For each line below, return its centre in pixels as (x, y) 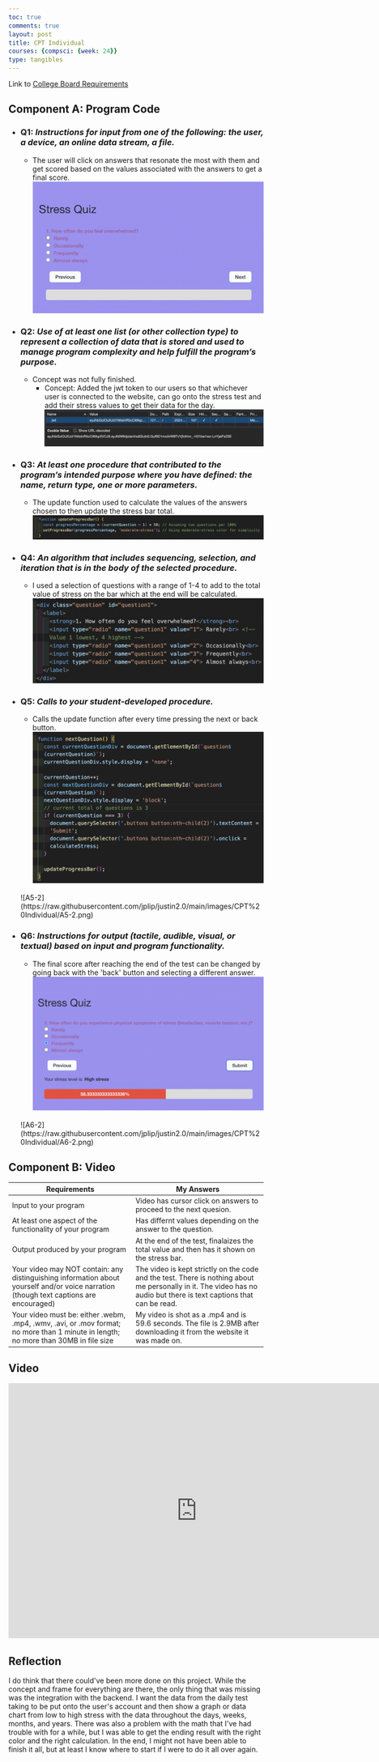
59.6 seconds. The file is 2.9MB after (197, 1323)
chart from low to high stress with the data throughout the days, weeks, (128, 1715)
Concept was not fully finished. (84, 380)
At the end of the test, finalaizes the (194, 1241)
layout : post (30, 34)
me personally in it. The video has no (196, 1286)
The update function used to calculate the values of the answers (140, 502)
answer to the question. (175, 1229)
